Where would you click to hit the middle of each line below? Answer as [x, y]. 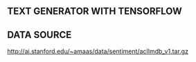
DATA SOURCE [39, 35]
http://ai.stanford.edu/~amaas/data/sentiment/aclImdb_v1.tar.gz [98, 52]
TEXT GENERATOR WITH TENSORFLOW [95, 11]
